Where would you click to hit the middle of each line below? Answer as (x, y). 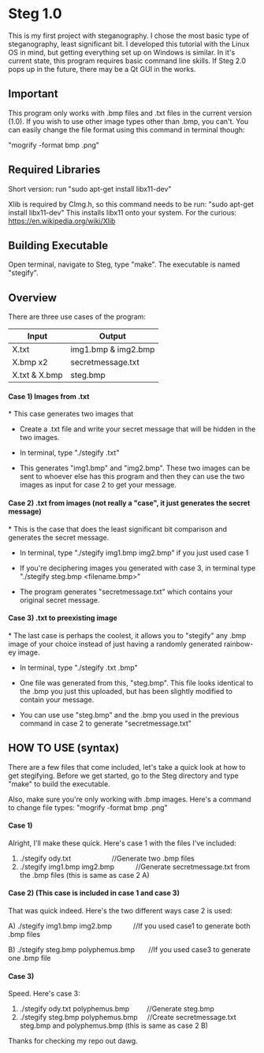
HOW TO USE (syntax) (64, 748)
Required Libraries (54, 170)
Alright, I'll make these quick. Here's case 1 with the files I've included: (122, 843)
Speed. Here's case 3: (44, 994)
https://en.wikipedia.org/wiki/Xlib (62, 221)
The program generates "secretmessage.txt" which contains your (126, 592)
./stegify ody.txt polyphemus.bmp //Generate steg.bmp (117, 1009)
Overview (33, 298)
